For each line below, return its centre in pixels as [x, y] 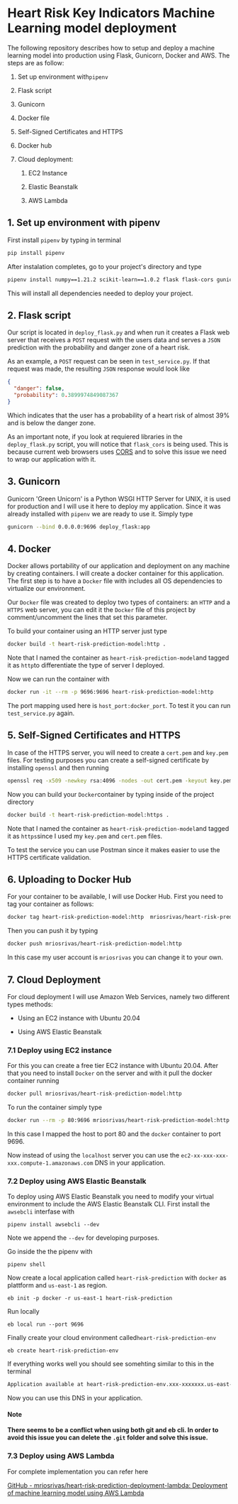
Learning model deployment [92, 28]
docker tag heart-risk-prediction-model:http [75, 917]
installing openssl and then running [58, 768]
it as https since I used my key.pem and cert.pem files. [85, 836]
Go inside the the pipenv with [50, 1252]
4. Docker [29, 549]
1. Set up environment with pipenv [84, 223]
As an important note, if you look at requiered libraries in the [95, 436]
